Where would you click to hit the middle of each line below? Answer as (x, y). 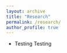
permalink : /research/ (33, 22)
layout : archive (26, 11)
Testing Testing (33, 44)
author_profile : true (32, 27)
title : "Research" (28, 17)
